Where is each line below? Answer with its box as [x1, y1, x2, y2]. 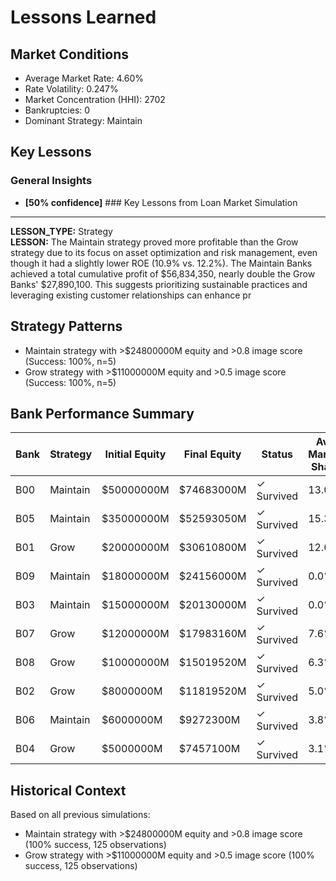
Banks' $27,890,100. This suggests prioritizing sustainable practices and [10, 278, 308, 290]
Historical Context [10, 782, 127, 799]
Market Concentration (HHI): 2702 [24, 94, 166, 105]
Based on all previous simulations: [10, 809, 151, 821]
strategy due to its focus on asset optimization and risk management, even [10, 246, 318, 258]
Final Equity [183, 447, 242, 461]
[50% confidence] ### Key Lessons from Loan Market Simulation [24, 196, 298, 208]
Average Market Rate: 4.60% [24, 72, 145, 84]
